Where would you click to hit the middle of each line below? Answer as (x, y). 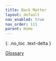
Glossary (15, 53)
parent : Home (19, 29)
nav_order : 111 (21, 24)
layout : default (22, 15)
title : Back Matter (26, 10)
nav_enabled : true (25, 19)
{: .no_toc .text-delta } (28, 43)
